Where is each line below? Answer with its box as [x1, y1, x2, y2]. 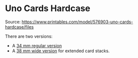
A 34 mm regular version [12, 43, 62, 48]
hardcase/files [5, 24, 34, 29]
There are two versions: [5, 33, 52, 39]
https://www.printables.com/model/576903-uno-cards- [21, 19, 134, 25]
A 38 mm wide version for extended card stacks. [12, 48, 110, 54]
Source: [5, 19, 21, 25]
